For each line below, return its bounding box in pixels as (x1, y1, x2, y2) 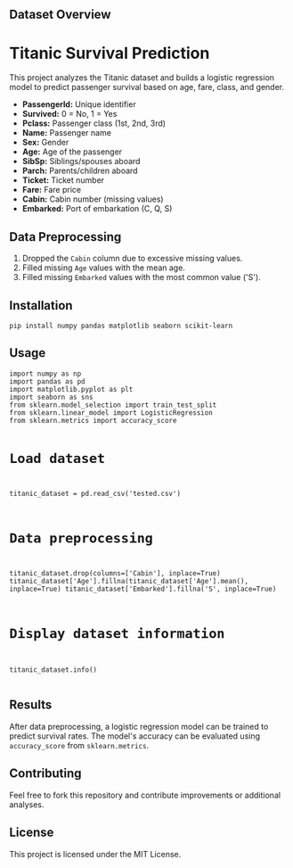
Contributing (9, 766, 82, 781)
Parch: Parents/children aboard (21, 165, 138, 177)
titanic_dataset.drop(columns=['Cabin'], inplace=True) (9, 568, 221, 578)
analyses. (9, 798, 45, 810)
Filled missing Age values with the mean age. (21, 262, 185, 273)
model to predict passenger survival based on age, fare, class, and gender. (9, 82, 285, 93)
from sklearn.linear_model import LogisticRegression (9, 408, 214, 417)
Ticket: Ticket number (21, 175, 105, 186)
